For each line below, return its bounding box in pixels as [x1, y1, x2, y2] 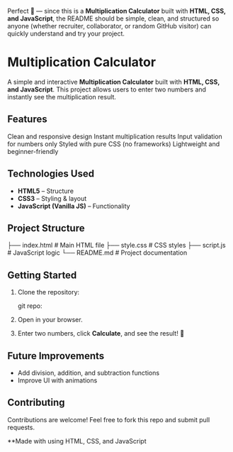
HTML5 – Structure [17, 187, 74, 195]
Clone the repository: [17, 288, 80, 297]
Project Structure [7, 222, 85, 234]
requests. [7, 423, 35, 431]
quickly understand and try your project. [7, 29, 125, 38]
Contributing [7, 397, 65, 409]
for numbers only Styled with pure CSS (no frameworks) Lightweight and [7, 139, 220, 148]
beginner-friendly [7, 147, 59, 155]
